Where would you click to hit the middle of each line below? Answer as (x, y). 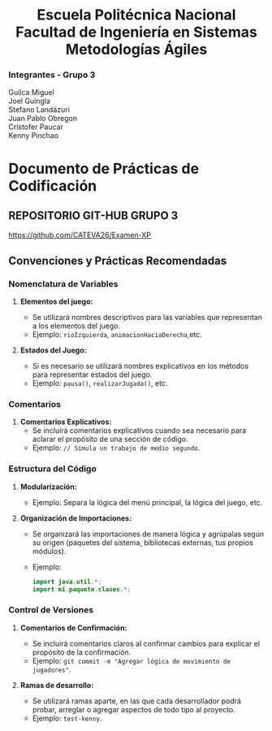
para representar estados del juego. (92, 374)
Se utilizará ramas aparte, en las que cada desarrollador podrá (137, 701)
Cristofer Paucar (36, 127)
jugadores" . (52, 669)
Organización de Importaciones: (76, 518)
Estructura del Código (53, 469)
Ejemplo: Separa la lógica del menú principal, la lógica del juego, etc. (147, 502)
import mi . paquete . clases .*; (82, 589)
